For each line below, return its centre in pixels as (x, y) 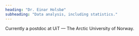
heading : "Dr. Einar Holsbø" (36, 10)
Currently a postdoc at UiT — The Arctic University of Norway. (70, 28)
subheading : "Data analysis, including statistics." (61, 14)
